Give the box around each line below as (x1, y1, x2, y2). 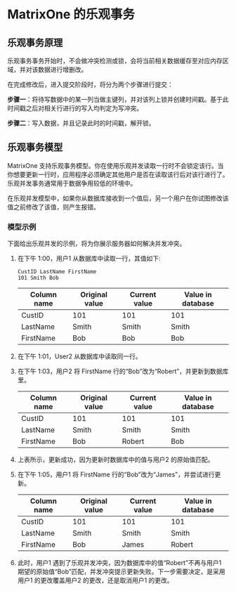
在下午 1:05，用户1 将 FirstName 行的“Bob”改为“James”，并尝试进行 (17, 470, 215, 479)
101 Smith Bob (17, 275, 59, 282)
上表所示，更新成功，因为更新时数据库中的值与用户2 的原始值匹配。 (17, 455, 214, 464)
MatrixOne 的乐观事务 (7, 6, 136, 22)
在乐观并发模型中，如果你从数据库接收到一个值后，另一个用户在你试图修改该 (7, 194, 229, 202)
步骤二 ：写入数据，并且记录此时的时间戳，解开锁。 (7, 119, 155, 127)
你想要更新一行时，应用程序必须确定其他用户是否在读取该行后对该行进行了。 (7, 170, 229, 178)
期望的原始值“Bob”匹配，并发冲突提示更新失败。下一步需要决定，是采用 (17, 567, 225, 576)
